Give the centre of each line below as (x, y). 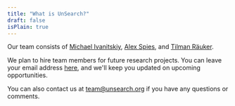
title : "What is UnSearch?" (49, 14)
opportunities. (27, 75)
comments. (24, 96)
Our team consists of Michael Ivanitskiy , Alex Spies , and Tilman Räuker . (110, 47)
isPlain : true (28, 27)
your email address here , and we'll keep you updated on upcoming (104, 68)
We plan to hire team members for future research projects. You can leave (115, 60)
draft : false (26, 20)
